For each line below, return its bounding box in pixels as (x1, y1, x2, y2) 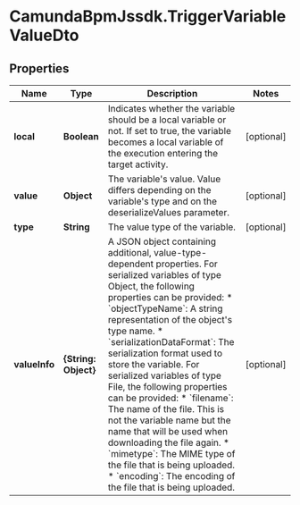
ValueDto (9, 25, 79, 46)
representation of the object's (107, 314, 233, 325)
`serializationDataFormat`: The (107, 336, 235, 348)
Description (146, 88, 198, 99)
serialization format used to (107, 347, 223, 359)
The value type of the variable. (107, 221, 237, 233)
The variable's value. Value (107, 173, 221, 185)
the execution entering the (107, 147, 219, 159)
